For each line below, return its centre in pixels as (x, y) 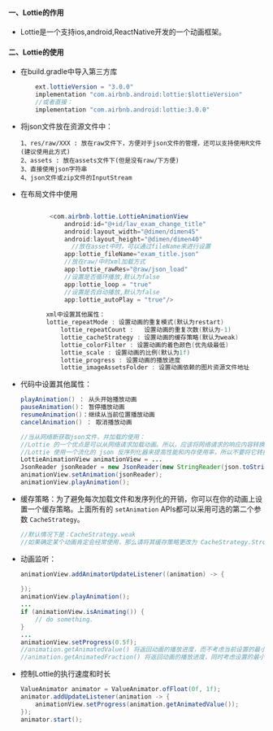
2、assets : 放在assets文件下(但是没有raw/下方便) (100, 160)
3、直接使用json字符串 (54, 169)
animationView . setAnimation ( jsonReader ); (91, 475)
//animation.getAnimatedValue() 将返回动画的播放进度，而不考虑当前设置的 (137, 650)
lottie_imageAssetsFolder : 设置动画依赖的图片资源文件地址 (155, 368)
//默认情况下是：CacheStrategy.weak (78, 534)
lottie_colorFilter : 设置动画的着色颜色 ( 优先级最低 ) (145, 345)
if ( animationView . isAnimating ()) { (82, 612)
